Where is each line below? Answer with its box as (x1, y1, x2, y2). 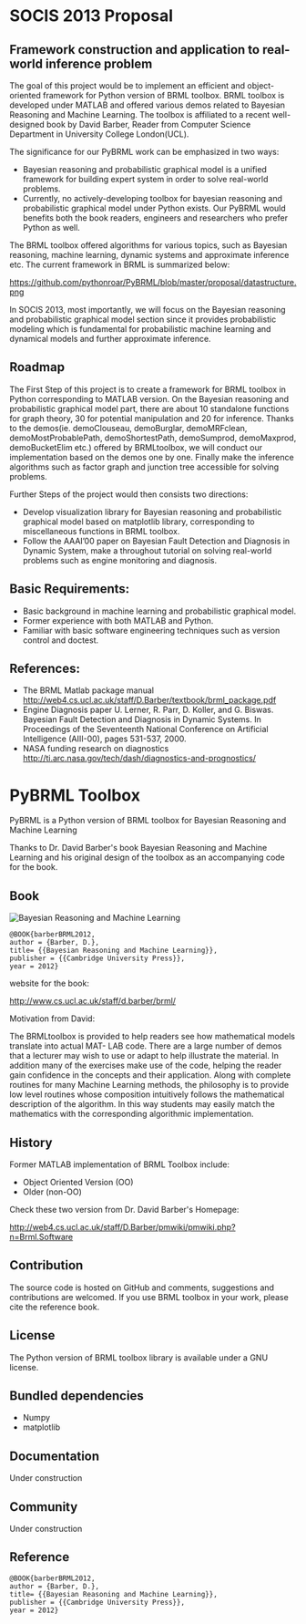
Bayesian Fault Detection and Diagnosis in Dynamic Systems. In (22, 714, 261, 725)
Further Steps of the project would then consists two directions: (9, 489, 249, 500)
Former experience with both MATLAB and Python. (22, 615, 214, 626)
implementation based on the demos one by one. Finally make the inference (9, 451, 294, 462)
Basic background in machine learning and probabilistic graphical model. (22, 605, 297, 616)
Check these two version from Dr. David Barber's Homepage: (9, 1205, 240, 1215)
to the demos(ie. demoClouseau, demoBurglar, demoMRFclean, (9, 422, 248, 433)
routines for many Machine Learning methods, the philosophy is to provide (9, 1080, 290, 1091)
